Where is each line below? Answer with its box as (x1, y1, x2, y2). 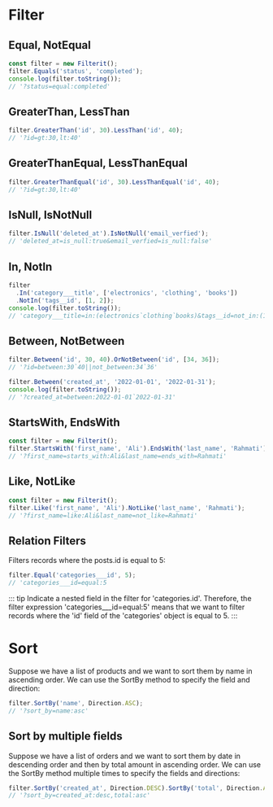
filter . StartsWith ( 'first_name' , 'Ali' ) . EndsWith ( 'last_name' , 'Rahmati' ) (8, 445, 267, 453)
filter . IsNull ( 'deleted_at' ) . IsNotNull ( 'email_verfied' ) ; (8, 229, 209, 238)
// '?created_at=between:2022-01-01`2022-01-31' (8, 393, 176, 401)
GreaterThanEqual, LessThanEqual (8, 156, 188, 170)
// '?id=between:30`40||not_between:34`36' (8, 364, 158, 372)
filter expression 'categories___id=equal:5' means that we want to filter (8, 602, 245, 612)
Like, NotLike (8, 474, 76, 489)
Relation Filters (8, 534, 87, 547)
